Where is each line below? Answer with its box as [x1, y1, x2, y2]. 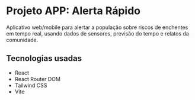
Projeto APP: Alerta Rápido [6, 4, 141, 18]
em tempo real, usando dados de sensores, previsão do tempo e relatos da [6, 30, 190, 37]
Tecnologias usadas [6, 53, 82, 63]
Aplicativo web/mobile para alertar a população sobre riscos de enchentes [6, 24, 188, 31]
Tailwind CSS [14, 82, 47, 89]
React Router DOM [14, 75, 61, 82]
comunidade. [6, 36, 39, 43]
